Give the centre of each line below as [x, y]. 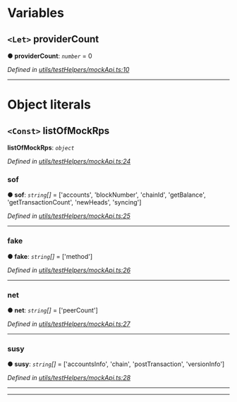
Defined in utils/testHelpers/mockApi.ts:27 [69, 324]
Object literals [49, 105]
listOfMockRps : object [41, 147]
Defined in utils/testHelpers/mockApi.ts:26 [69, 270]
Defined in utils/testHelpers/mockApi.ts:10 [68, 69]
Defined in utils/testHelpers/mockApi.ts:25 [69, 216]
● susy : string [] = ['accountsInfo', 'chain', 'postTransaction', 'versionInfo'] [116, 364]
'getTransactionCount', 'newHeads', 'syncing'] [74, 202]
